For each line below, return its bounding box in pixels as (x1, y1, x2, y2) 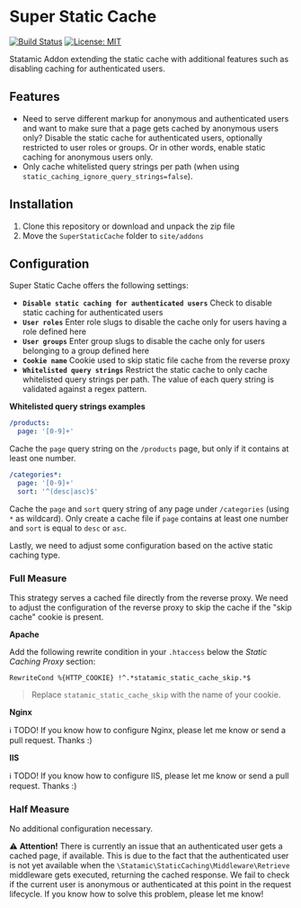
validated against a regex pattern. (22, 384, 147, 395)
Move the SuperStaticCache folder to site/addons (22, 230, 204, 241)
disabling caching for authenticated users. (9, 63, 166, 74)
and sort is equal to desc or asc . (9, 522, 128, 533)
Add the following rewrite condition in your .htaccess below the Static (9, 647, 268, 658)
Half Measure (9, 803, 70, 815)
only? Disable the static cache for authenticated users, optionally (22, 132, 263, 143)
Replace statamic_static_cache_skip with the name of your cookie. (31, 689, 281, 700)
